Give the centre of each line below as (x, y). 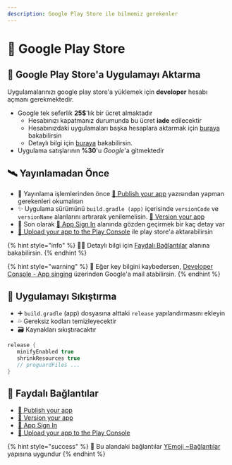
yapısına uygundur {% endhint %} (56, 454)
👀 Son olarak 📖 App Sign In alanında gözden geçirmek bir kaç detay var (121, 224)
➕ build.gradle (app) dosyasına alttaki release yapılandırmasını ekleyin (121, 313)
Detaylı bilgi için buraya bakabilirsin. (80, 143)
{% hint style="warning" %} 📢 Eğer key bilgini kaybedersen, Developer (110, 267)
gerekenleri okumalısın (50, 201)
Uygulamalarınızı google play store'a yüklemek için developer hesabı (108, 92)
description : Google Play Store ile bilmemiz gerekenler (93, 14)
